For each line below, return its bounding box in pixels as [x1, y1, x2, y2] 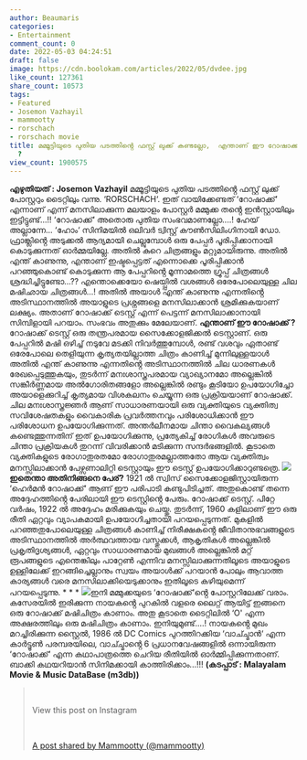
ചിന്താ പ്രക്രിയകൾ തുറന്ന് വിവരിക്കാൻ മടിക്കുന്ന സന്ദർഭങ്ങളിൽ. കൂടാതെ [9, 440, 276, 451]
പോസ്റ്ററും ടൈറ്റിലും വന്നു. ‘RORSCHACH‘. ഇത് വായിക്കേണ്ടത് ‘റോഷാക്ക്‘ [9, 193, 278, 204]
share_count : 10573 [9, 81, 84, 91]
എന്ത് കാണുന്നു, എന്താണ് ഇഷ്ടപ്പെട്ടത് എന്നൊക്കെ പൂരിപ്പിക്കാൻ [9, 255, 244, 266]
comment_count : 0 [9, 38, 76, 48]
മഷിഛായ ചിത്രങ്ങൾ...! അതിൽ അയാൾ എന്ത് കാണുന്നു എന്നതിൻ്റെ [9, 285, 265, 297]
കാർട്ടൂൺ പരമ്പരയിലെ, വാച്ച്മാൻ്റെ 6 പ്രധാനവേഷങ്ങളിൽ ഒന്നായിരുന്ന [9, 637, 276, 649]
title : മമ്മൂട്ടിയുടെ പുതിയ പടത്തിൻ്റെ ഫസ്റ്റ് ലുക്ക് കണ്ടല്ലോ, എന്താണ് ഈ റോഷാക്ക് [9, 141, 300, 150]
